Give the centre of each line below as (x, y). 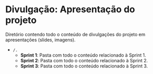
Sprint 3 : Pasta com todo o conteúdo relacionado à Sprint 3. (84, 66)
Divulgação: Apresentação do (70, 9)
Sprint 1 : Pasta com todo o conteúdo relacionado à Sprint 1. (83, 55)
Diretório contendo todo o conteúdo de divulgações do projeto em (75, 34)
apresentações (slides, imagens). (41, 40)
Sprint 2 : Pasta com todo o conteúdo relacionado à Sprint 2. (84, 60)
